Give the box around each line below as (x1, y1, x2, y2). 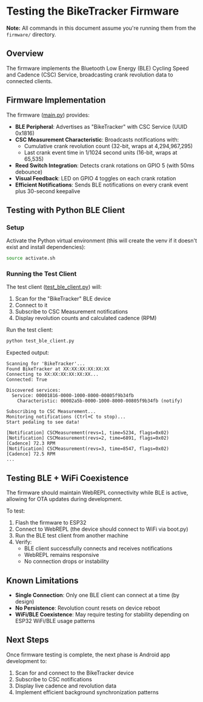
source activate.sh (6, 255, 56, 262)
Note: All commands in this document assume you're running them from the (6, 24, 196, 32)
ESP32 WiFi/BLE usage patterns (15, 617, 95, 624)
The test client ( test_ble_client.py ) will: (6, 284, 102, 291)
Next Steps (6, 635, 49, 645)
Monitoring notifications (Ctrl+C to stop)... (6, 414, 126, 420)
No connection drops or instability (24, 557, 109, 565)
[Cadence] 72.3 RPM (6, 440, 56, 447)
